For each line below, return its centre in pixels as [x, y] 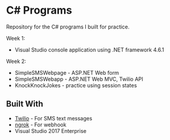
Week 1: [16, 38]
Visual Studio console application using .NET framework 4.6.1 [89, 50]
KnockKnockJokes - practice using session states [76, 85]
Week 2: [16, 61]
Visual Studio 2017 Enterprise [51, 131]
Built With [25, 104]
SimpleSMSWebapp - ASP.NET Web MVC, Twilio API [79, 79]
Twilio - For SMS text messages [54, 118]
